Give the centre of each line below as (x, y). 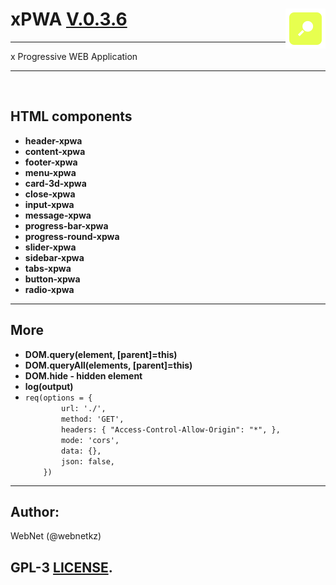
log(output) (49, 386)
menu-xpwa (50, 172)
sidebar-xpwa (54, 257)
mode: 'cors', (90, 440)
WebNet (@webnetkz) (56, 536)
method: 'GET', (93, 419)
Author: (35, 511)
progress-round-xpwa (72, 236)
